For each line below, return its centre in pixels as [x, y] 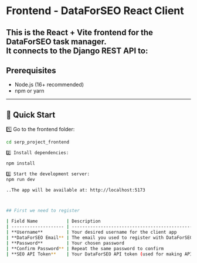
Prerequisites [31, 71]
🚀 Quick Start [31, 115]
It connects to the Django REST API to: [77, 51]
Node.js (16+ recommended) [49, 85]
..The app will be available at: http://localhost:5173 [76, 190]
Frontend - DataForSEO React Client [95, 11]
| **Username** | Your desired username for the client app [91, 233]
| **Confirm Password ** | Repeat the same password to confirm [85, 248]
